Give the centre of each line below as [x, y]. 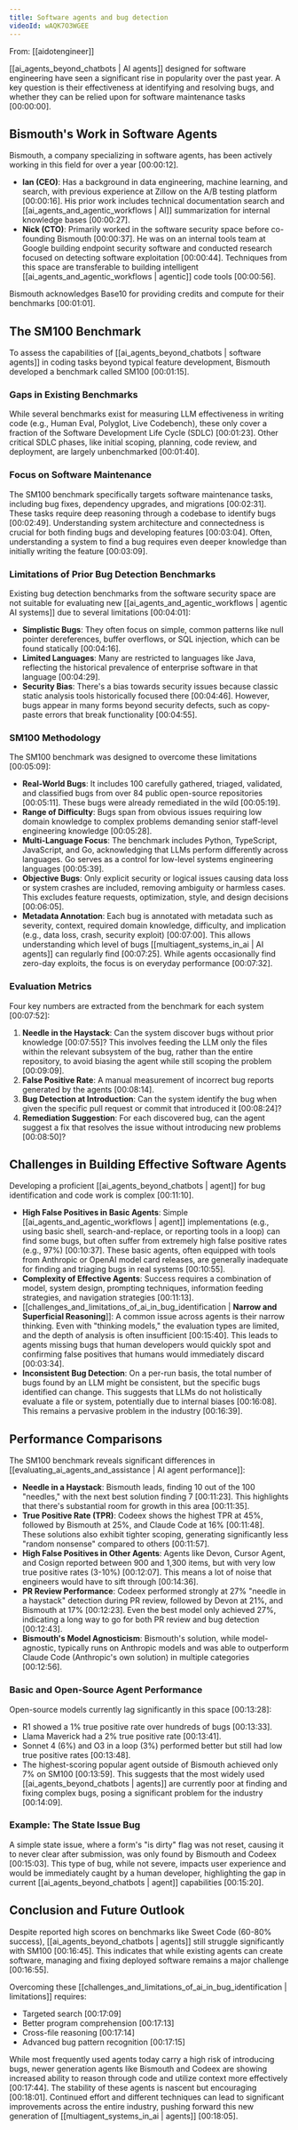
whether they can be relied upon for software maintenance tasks [127, 97]
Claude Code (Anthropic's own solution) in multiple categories [136, 1658]
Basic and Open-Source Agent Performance [106, 1690]
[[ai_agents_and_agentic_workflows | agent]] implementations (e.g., [145, 1222]
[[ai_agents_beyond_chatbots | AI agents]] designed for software [128, 69]
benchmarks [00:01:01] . [52, 303]
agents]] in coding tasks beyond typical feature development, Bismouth [140, 362]
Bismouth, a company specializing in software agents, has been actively [141, 156]
